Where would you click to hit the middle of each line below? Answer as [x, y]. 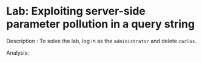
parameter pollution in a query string [101, 24]
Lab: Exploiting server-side [76, 11]
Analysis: [18, 52]
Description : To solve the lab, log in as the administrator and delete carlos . [102, 41]
